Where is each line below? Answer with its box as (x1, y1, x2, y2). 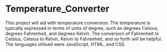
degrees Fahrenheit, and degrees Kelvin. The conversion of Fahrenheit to (5, 30, 159, 36)
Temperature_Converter (5, 3, 110, 15)
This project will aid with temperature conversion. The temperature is (5, 20, 151, 26)
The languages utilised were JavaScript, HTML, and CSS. (5, 41, 126, 47)
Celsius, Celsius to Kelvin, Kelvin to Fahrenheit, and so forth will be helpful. (5, 36, 162, 42)
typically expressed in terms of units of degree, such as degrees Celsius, (5, 25, 159, 31)
